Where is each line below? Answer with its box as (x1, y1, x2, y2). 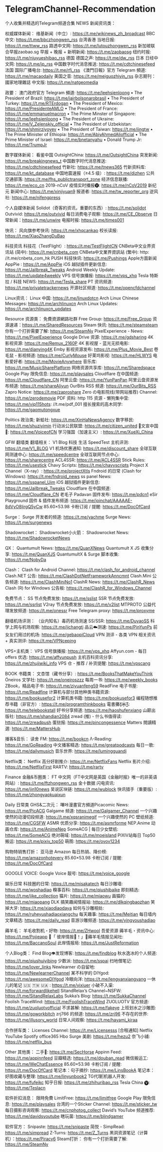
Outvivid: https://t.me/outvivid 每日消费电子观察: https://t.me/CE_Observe (5, 211, 152, 217)
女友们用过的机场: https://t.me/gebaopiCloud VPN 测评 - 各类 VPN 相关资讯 (5, 632, 156, 637)
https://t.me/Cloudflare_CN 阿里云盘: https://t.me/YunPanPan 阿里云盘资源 (5, 377, 154, 382)
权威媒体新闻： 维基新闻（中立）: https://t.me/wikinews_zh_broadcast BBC (5, 30, 155, 36)
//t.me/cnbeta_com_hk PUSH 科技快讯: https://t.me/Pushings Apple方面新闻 (5, 255, 157, 261)
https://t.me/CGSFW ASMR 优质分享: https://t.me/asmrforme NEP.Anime (5, 820, 150, 826)
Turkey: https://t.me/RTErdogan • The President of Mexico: (5, 100, 124, 106)
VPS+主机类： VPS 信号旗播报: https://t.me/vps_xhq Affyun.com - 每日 (5, 648, 147, 654)
